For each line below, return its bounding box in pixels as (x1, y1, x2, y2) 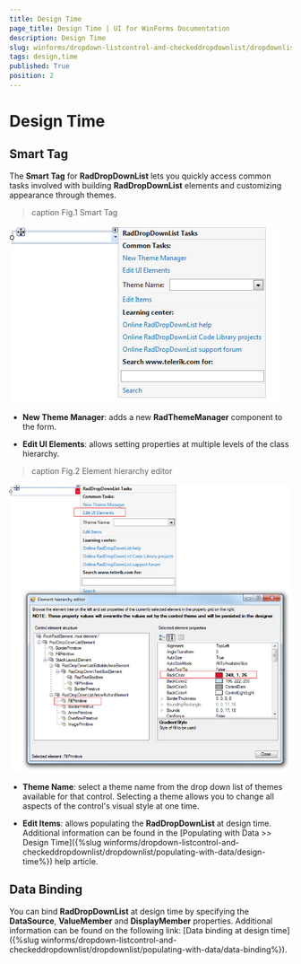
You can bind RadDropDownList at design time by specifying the (9, 906, 249, 916)
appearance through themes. (9, 189, 116, 200)
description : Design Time (9, 33, 106, 42)
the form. (21, 421, 56, 432)
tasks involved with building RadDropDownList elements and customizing (9, 180, 282, 190)
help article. (54, 855, 99, 866)
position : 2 (9, 72, 54, 81)
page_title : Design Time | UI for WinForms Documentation (9, 23, 230, 33)
